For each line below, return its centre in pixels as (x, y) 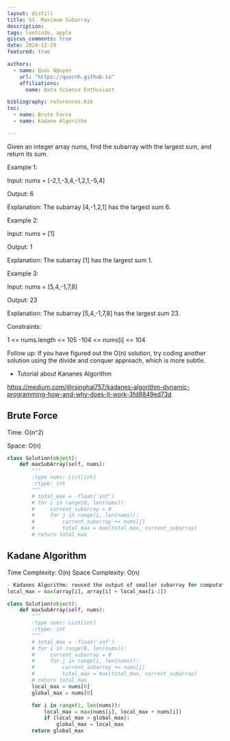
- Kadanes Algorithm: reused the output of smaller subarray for (102, 585)
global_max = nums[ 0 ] (63, 693)
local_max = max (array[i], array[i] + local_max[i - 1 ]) (87, 591)
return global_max (58, 731)
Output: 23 (22, 300)
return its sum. (27, 154)
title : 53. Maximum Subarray (49, 20)
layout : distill (30, 13)
